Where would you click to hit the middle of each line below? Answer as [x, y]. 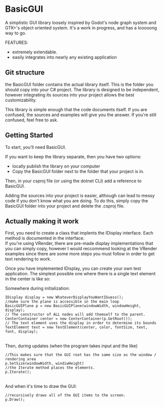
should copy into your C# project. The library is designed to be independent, [82, 90]
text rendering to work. [28, 259]
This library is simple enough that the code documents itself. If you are [76, 109]
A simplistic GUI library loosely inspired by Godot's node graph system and [81, 23]
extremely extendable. [35, 52]
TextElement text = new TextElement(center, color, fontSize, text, [76, 327]
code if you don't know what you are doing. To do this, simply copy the [77, 201]
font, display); [22, 332]
